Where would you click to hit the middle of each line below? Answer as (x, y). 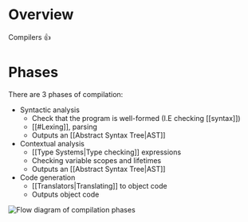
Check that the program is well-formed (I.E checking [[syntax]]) (136, 118)
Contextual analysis (52, 143)
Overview (41, 15)
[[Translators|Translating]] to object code (99, 185)
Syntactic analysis (49, 110)
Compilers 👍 (30, 37)
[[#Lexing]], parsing (64, 127)
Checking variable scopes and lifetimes (96, 160)
